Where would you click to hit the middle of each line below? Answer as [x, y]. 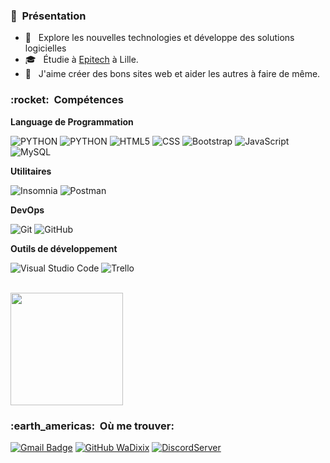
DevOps [27, 210]
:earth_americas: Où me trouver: [92, 426]
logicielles [45, 48]
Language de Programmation [72, 121]
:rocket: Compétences [67, 100]
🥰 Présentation [48, 16]
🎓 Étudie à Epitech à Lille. [81, 60]
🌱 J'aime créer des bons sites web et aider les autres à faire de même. [172, 74]
